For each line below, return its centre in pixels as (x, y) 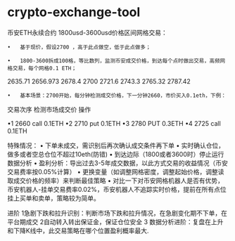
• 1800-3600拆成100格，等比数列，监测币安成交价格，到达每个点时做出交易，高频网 (116, 60)
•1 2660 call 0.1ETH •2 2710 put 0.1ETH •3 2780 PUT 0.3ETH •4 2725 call (114, 123)
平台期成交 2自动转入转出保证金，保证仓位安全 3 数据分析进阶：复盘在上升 (115, 221)
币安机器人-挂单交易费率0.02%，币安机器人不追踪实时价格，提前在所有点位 (117, 189)
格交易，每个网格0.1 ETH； (42, 68)
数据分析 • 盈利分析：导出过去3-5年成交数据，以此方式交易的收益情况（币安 (118, 163)
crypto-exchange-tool (74, 12)
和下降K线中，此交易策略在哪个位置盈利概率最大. (78, 230)
